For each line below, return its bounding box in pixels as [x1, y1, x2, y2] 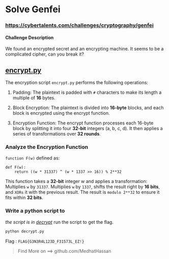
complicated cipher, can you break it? [5, 51, 84, 57]
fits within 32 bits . [5, 195, 43, 201]
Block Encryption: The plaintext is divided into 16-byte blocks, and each [12, 105, 164, 111]
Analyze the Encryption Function [5, 144, 88, 151]
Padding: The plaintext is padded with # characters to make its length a [12, 89, 162, 95]
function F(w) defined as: [5, 155, 60, 161]
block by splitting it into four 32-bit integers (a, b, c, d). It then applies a [12, 125, 163, 132]
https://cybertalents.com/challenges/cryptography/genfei [5, 22, 154, 29]
